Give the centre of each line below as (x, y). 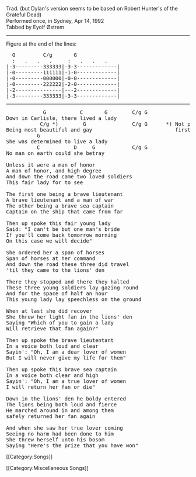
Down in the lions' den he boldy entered (66, 399)
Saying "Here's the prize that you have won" (72, 446)
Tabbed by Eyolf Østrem (35, 27)
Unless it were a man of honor (51, 165)
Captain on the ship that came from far (65, 212)
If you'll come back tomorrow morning (62, 235)
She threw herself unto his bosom (55, 440)
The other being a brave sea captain (60, 206)
